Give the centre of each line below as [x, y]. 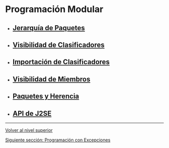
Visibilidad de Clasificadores [58, 45]
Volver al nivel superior [29, 130]
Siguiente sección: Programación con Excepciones [58, 140]
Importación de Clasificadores [61, 62]
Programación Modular [54, 9]
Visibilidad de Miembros [51, 79]
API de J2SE [32, 114]
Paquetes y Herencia [46, 96]
